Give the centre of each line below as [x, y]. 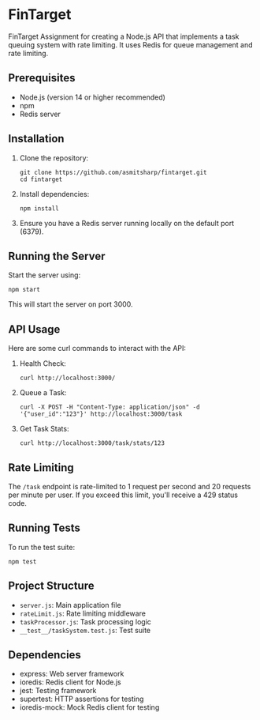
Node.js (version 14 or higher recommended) [92, 97]
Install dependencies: [54, 194]
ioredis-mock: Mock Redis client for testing [89, 707]
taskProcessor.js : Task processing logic [85, 621]
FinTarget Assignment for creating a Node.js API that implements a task [124, 36]
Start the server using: [45, 275]
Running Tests [44, 528]
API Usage [34, 329]
